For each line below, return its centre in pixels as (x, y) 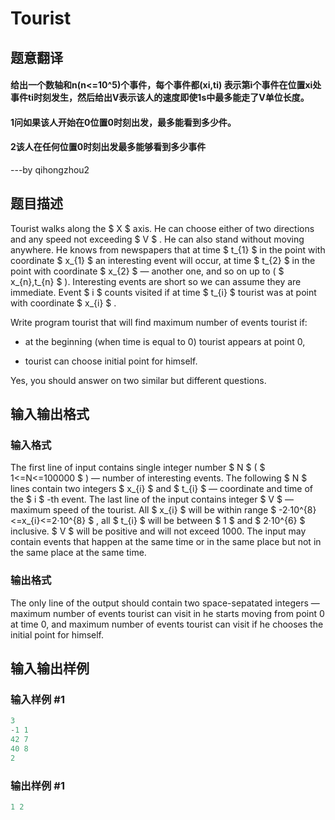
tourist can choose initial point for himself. (111, 361)
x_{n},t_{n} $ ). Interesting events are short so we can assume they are (156, 281)
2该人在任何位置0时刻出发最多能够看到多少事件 (108, 147)
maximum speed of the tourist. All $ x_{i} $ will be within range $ (143, 510)
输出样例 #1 (37, 785)
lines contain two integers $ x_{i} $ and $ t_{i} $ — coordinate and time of (162, 489)
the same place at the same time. (78, 553)
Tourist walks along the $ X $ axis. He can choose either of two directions (162, 228)
